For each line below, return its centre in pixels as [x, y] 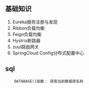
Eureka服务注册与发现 [35, 22]
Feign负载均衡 [27, 34]
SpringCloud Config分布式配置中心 [48, 53]
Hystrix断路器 [26, 40]
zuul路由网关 [25, 47]
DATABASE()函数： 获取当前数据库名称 [49, 81]
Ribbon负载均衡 [28, 28]
